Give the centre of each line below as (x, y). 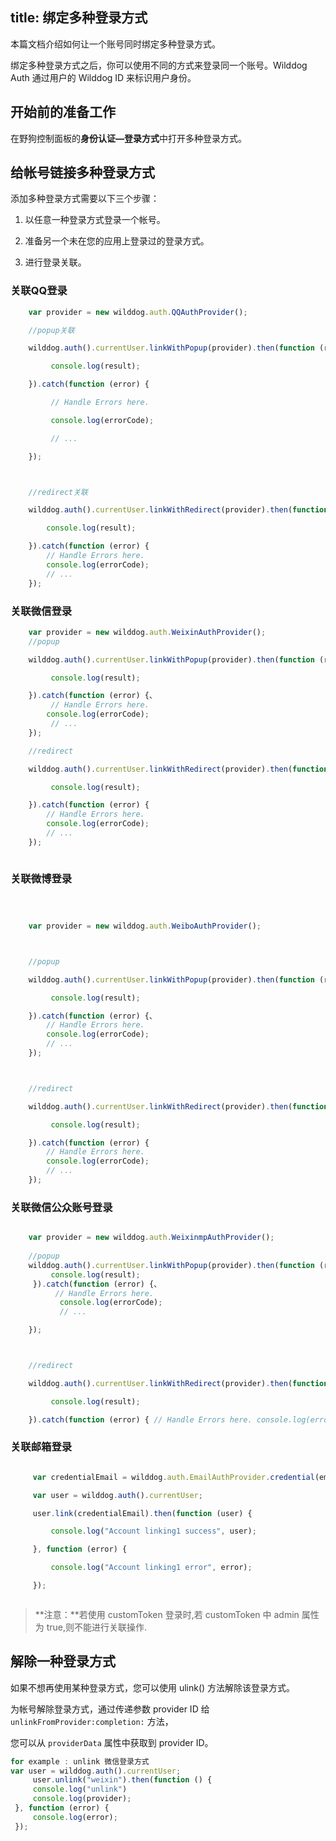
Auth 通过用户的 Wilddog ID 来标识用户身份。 (103, 77)
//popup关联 (51, 330)
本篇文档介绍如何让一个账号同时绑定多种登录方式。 (115, 44)
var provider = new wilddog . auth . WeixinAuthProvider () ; (147, 632)
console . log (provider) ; (82, 1799)
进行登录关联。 (55, 262)
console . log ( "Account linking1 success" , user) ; (153, 1531)
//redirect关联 (58, 492)
